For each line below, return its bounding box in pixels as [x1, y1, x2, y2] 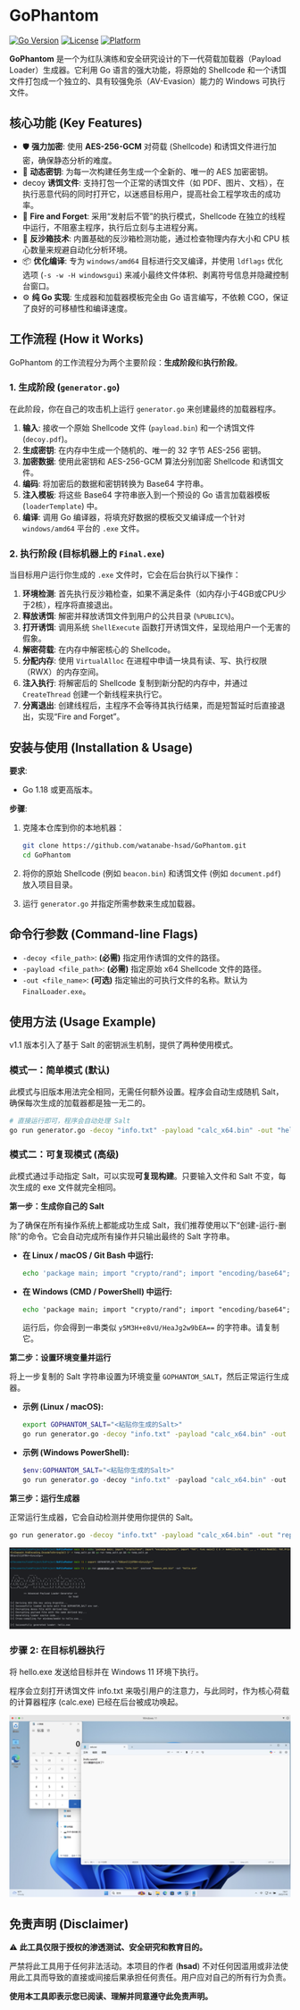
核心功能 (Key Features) [9, 115, 143, 130]
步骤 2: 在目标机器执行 [9, 1645, 105, 1657]
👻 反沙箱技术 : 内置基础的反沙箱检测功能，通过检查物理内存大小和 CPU [21, 233, 280, 244]
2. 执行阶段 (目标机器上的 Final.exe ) [9, 547, 165, 559]
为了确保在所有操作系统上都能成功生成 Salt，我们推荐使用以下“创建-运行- [9, 1219, 279, 1230]
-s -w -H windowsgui [43, 271, 120, 280]
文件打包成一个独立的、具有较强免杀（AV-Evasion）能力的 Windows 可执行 [9, 75, 286, 86]
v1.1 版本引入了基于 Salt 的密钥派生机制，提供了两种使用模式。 [9, 1040, 238, 1051]
